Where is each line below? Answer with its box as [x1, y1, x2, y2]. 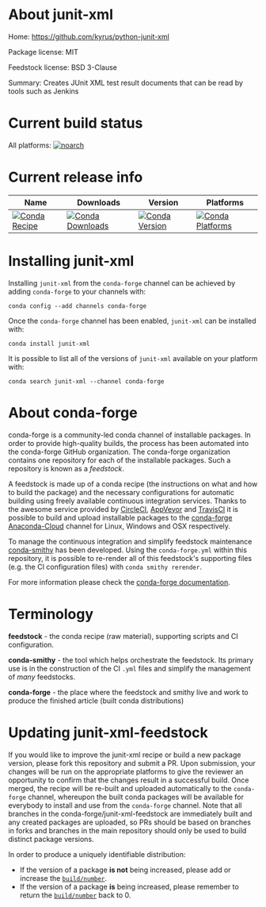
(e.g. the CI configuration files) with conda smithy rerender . [8, 562, 202, 571]
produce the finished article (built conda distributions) [8, 696, 184, 705]
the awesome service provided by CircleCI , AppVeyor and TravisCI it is [8, 504, 239, 513]
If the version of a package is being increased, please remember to [19, 882, 239, 891]
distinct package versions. [8, 834, 94, 844]
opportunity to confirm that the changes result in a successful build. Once [8, 775, 249, 785]
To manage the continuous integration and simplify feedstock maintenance [8, 536, 253, 546]
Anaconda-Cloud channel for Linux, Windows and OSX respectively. [8, 521, 231, 531]
